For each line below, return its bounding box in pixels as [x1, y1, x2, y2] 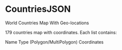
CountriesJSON [5, 3, 71, 15]
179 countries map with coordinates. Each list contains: [5, 29, 117, 35]
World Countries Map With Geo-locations [5, 20, 89, 26]
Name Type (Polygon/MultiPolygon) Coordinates [5, 39, 104, 45]
